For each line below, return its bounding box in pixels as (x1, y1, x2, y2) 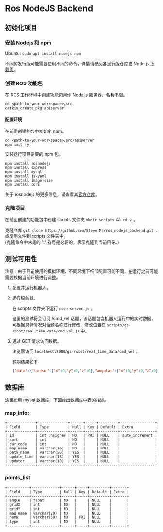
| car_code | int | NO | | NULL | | (5, 442, 158, 447)
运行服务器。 (12, 295, 38, 301)
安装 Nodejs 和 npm (5, 39, 52, 46)
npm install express (5, 166, 47, 170)
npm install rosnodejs (5, 161, 51, 166)
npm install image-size (5, 178, 53, 183)
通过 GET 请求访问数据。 (12, 338, 62, 344)
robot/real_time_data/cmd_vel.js (12, 329, 80, 334)
